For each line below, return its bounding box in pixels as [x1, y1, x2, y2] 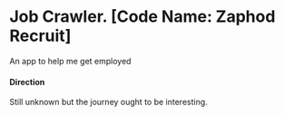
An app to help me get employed [9, 55, 132, 66]
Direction [9, 76, 45, 87]
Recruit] [9, 25, 72, 46]
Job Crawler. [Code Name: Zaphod [9, 6, 276, 27]
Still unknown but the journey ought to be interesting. [9, 97, 209, 108]
